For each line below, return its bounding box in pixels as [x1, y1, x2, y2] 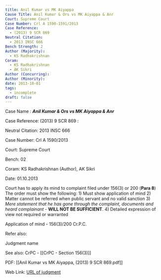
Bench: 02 [5, 157, 26, 163]
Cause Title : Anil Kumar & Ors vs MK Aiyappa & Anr [5, 12, 114, 17]
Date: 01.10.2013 [5, 175, 38, 181]
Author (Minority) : [5, 76, 45, 81]
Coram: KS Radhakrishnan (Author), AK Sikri [5, 166, 95, 172]
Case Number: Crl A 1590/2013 [5, 137, 68, 143]
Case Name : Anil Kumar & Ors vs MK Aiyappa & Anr [5, 109, 115, 114]
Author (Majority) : [5, 49, 45, 54]
